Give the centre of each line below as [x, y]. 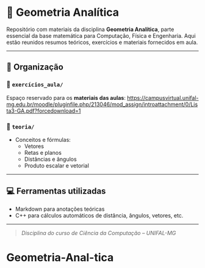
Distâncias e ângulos [51, 159]
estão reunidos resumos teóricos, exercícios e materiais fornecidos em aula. [102, 42]
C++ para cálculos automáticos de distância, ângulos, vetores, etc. [99, 215]
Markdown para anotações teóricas [60, 209]
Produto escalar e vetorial [57, 165]
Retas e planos [43, 152]
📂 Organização [35, 67]
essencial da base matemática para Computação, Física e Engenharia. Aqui [101, 35]
